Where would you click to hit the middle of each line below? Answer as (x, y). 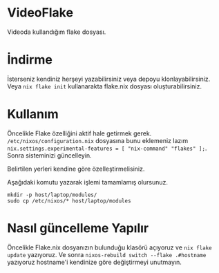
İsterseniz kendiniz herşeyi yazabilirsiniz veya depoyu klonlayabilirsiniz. (109, 79)
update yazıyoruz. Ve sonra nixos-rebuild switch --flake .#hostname (107, 254)
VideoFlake (40, 13)
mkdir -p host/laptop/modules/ (52, 195)
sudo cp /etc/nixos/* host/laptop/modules (69, 201)
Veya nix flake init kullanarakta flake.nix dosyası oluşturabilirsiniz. (105, 86)
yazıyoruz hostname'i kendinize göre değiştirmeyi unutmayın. (94, 262)
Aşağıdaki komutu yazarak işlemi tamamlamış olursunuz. (87, 182)
